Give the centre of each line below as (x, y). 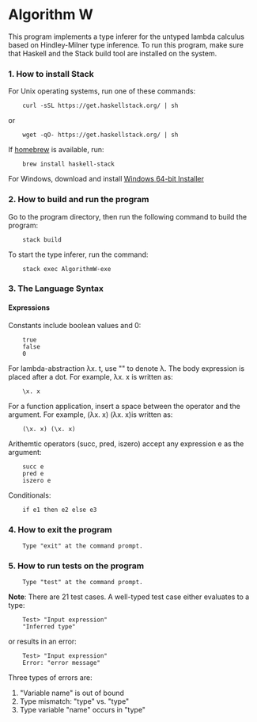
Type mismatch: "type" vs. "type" (74, 701)
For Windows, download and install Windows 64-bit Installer (106, 179)
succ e (33, 466)
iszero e (37, 480)
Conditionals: (30, 495)
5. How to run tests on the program (76, 566)
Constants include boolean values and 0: (75, 325)
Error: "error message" (62, 663)
